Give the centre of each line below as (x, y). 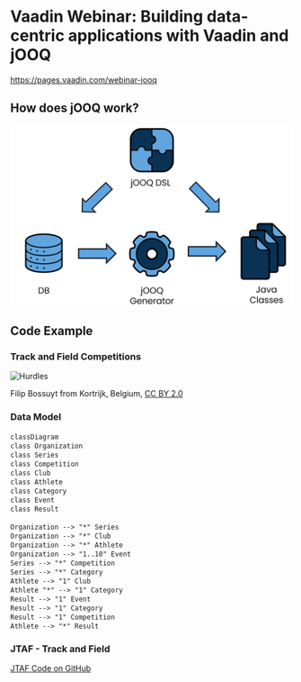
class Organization (47, 446)
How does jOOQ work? (75, 109)
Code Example (52, 331)
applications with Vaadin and (178, 36)
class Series (35, 455)
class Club (31, 473)
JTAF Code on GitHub (51, 668)
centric (38, 36)
